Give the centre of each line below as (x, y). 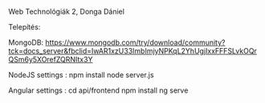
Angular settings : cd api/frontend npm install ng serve (98, 90)
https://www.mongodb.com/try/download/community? (135, 42)
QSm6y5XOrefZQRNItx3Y (51, 59)
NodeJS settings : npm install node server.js (81, 75)
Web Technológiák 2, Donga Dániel (66, 12)
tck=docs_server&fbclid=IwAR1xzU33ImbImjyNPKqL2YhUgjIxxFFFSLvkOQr (132, 51)
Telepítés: (24, 27)
